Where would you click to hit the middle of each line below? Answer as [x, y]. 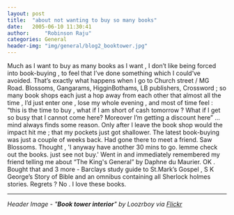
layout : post [26, 14]
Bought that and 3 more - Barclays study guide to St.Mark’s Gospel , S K [111, 169]
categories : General [37, 40]
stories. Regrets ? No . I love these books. [67, 184]
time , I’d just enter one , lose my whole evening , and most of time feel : [110, 103]
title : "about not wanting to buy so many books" [82, 20]
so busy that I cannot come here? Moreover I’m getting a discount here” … [114, 118]
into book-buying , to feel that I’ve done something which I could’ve [104, 73]
